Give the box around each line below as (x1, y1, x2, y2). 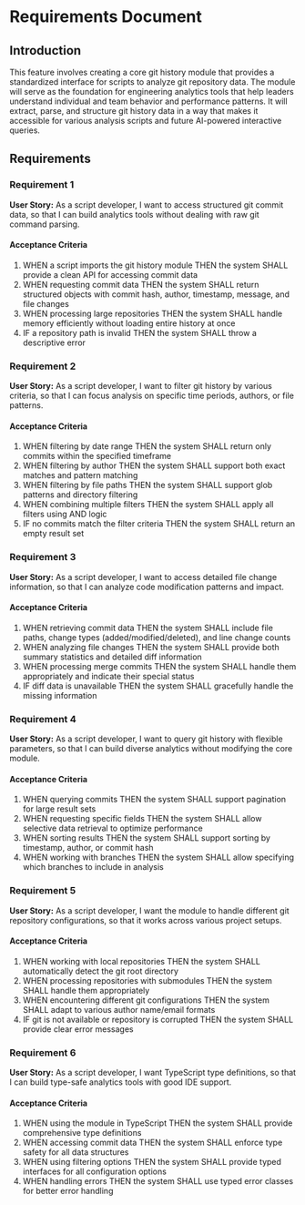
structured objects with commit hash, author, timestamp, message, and (22, 289, 290, 300)
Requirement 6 (9, 1046, 76, 1058)
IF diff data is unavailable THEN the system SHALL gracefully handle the (22, 680, 294, 691)
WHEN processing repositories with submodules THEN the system (22, 975, 273, 985)
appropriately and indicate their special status (22, 670, 195, 681)
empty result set (22, 528, 85, 539)
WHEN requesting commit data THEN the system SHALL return (22, 279, 259, 290)
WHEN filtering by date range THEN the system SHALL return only (22, 441, 271, 452)
